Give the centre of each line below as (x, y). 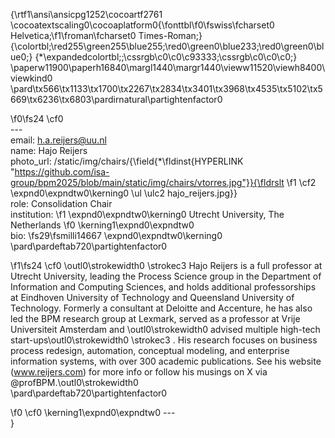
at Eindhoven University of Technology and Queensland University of (152, 297)
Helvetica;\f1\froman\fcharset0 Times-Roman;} (106, 35)
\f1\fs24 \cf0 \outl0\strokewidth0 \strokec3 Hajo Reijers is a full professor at (166, 265)
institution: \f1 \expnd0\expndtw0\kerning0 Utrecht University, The (147, 214)
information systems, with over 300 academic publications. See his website (166, 361)
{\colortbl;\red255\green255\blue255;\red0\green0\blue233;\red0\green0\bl (167, 46)
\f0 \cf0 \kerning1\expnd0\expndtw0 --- (93, 412)
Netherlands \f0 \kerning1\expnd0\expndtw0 (102, 225)
